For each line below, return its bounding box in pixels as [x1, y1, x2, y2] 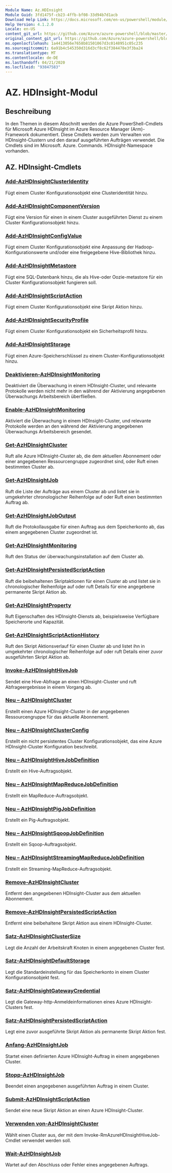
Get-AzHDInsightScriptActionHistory [5, 631, 100, 638]
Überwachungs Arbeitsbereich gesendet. [5, 429, 93, 435]
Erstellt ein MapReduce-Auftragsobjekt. [5, 792, 89, 799]
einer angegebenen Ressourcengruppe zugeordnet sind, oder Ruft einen [5, 458, 159, 465]
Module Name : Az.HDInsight [5, 7, 63, 13]
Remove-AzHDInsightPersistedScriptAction [5, 908, 117, 915]
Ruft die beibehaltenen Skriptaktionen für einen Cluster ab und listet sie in [5, 578, 161, 584]
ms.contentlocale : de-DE [5, 55, 58, 60]
